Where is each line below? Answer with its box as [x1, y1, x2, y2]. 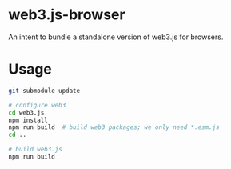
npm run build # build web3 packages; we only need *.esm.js [8, 123, 220, 131]
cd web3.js [8, 108, 45, 117]
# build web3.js [8, 146, 62, 154]
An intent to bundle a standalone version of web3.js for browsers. [8, 32, 224, 42]
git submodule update [8, 87, 81, 95]
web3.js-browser [8, 6, 125, 24]
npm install [8, 116, 48, 124]
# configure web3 [8, 101, 66, 109]
